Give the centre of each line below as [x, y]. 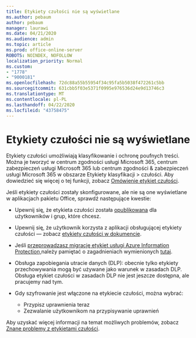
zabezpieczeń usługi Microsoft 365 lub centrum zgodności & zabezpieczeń [97, 168]
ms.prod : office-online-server [44, 50]
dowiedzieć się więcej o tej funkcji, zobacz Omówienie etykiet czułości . [93, 181]
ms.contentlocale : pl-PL [36, 99]
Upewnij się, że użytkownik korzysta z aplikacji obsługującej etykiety [98, 228]
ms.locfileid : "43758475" [38, 110]
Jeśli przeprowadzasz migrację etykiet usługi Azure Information [92, 245]
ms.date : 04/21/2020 [31, 34]
